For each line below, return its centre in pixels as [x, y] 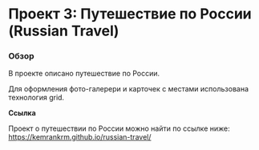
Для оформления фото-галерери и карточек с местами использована [129, 89]
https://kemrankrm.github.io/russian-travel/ [80, 137]
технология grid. [36, 98]
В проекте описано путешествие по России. [84, 74]
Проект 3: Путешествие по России [130, 14]
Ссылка [22, 113]
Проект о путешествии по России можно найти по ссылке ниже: [119, 128]
